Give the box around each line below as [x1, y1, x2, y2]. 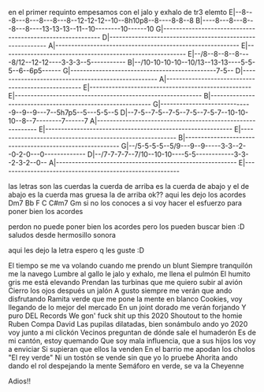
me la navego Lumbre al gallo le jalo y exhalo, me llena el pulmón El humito [8, 269, 251, 279]
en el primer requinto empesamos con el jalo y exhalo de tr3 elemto [8, 8, 227, 17]
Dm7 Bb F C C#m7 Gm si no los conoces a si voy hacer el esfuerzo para [8, 198, 243, 208]
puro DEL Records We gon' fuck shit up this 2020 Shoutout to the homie [8, 311, 243, 320]
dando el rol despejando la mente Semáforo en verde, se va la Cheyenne [8, 361, 244, 370]
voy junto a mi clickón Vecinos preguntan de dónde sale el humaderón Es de [8, 327, 256, 337]
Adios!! [8, 376, 32, 386]
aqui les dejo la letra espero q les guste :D [8, 246, 144, 255]
